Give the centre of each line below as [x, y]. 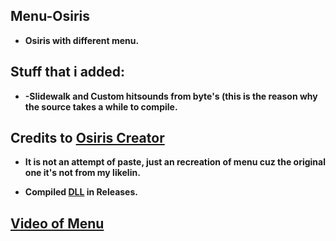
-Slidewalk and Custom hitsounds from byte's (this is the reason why [171, 96]
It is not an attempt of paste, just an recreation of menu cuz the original [175, 162]
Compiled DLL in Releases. [81, 192]
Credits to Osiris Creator [87, 138]
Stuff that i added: [68, 72]
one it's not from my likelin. [82, 173]
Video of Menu [57, 223]
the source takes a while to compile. [101, 106]
